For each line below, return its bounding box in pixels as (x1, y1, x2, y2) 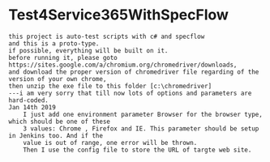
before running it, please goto (8, 53, 118, 62)
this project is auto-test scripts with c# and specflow (8, 32, 205, 40)
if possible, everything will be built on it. (8, 46, 169, 54)
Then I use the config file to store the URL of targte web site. (23, 146, 252, 154)
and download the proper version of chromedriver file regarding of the (8, 67, 259, 76)
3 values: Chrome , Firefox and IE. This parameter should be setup (23, 124, 259, 133)
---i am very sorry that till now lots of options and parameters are (8, 89, 252, 97)
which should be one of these (8, 117, 111, 126)
